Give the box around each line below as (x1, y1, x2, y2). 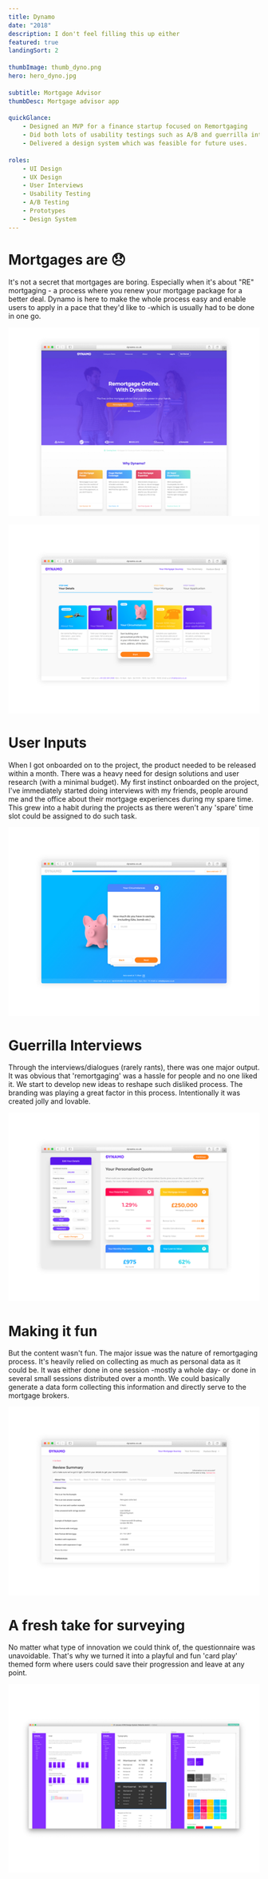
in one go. (8, 311, 41, 320)
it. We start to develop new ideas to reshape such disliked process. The (8, 1080, 243, 1089)
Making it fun (8, 1322, 98, 1340)
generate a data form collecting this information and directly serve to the (8, 1383, 247, 1392)
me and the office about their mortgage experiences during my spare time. (8, 794, 254, 803)
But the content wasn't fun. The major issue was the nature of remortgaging (8, 1348, 258, 1358)
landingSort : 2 (8, 46, 59, 55)
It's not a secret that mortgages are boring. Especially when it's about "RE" (8, 277, 254, 287)
